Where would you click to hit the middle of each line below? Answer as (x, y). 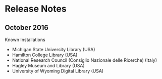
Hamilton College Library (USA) (45, 55)
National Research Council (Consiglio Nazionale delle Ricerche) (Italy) (85, 60)
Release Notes (36, 9)
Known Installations (25, 39)
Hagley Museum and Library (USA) (48, 66)
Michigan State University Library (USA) (53, 49)
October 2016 (27, 28)
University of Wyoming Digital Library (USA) (58, 71)
